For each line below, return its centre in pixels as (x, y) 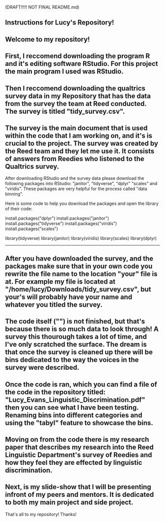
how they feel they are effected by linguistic (74, 462)
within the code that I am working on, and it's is (79, 136)
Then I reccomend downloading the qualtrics (75, 88)
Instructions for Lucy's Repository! (60, 22)
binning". (14, 194)
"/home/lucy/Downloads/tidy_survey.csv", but (78, 289)
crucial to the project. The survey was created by (82, 143)
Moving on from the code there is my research (77, 440)
